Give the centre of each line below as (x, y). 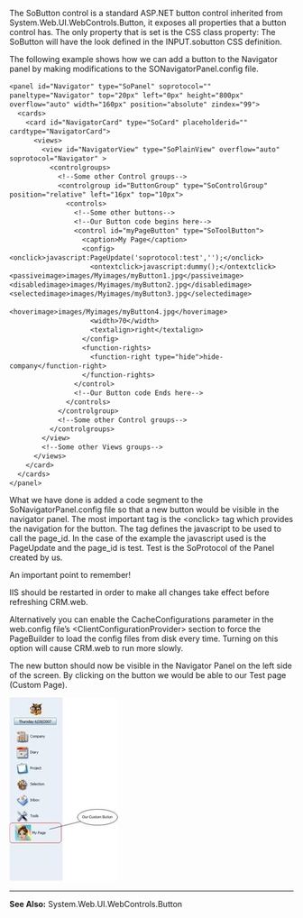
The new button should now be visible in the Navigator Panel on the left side (151, 666)
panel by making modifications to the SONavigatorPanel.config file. (134, 69)
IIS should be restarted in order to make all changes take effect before (139, 592)
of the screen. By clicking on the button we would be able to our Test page (148, 675)
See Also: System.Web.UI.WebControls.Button (96, 904)
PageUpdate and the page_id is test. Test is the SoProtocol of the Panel (142, 548)
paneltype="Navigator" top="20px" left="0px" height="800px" (127, 96)
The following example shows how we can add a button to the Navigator (143, 59)
